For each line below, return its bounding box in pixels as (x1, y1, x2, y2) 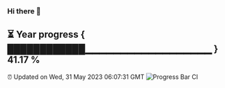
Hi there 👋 (7, 6, 42, 16)
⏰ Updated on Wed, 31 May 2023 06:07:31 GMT (7, 73, 145, 81)
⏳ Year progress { (7, 29, 86, 41)
